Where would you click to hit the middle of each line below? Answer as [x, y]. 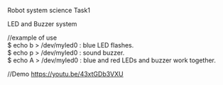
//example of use [32, 38]
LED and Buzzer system [42, 24]
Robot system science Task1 [49, 10]
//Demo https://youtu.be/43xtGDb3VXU [65, 74]
